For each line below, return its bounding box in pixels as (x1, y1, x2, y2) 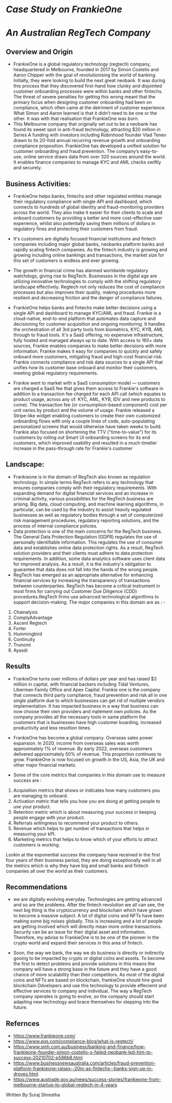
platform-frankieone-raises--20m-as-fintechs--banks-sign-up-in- (13, 1066, 153, 1072)
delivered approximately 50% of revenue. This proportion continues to (13, 751, 162, 757)
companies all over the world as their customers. (6, 868, 109, 874)
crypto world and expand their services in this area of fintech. (13, 940, 144, 946)
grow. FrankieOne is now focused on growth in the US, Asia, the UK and (13, 756, 165, 763)
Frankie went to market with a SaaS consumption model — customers (13, 380, 160, 386)
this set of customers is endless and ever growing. (13, 257, 120, 264)
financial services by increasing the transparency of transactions (13, 577, 150, 583)
